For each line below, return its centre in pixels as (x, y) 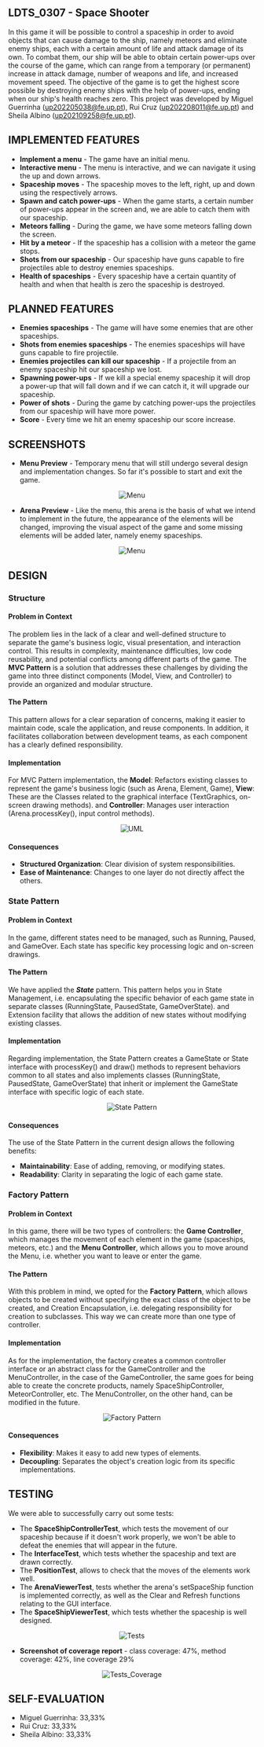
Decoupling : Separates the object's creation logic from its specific (127, 1461)
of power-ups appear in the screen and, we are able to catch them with (134, 209)
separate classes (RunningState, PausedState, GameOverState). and (119, 1006)
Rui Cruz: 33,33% (48, 1726)
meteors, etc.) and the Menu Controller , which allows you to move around (128, 1248)
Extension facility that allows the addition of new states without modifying (127, 1015)
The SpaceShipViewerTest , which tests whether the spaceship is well (133, 1612)
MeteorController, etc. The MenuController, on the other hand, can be (121, 1393)
